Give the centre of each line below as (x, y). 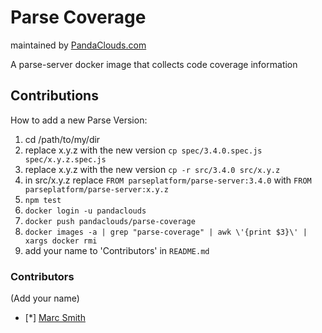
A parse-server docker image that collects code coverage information (154, 64)
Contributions (54, 96)
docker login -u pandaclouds (85, 211)
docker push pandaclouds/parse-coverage (110, 221)
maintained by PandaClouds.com (78, 45)
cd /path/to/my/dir (62, 139)
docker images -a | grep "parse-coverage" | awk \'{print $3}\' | (166, 232)
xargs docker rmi (61, 241)
